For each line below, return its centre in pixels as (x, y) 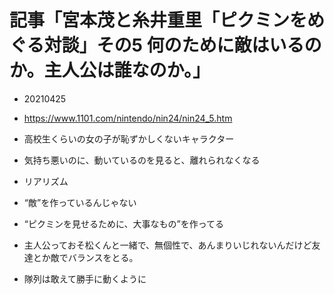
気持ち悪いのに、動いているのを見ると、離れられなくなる (142, 160)
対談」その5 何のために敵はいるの (182, 45)
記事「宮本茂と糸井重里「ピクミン (150, 20)
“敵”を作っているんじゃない (80, 202)
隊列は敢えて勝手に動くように (85, 278)
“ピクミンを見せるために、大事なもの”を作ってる (124, 223)
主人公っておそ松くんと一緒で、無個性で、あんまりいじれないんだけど (167, 245)
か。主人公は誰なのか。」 (110, 70)
